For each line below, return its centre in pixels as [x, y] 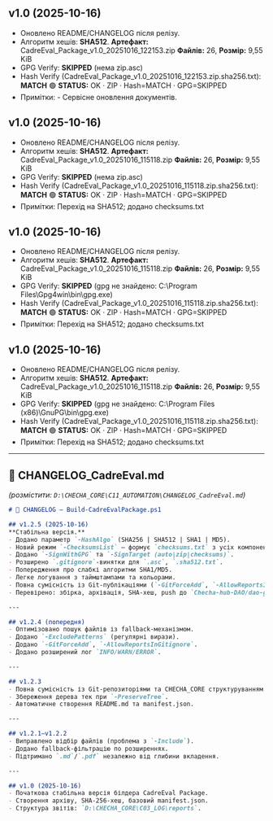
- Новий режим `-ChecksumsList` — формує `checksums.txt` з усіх [121, 547]
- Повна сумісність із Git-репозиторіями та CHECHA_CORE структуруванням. [138, 689]
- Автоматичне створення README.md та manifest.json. [102, 704]
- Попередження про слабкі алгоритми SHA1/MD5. [91, 570]
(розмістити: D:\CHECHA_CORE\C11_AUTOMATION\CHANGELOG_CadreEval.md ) [127, 495]
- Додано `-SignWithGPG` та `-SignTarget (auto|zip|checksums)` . [121, 555]
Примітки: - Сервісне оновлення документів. [98, 97]
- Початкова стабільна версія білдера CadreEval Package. [108, 793]
